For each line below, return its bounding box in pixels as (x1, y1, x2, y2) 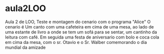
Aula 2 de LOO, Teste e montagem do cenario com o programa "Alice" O (5, 19, 151, 25)
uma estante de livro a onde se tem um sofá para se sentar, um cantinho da (5, 29, 158, 35)
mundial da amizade (5, 44, 46, 50)
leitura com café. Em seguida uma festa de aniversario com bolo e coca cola (5, 34, 160, 40)
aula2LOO (5, 3, 47, 14)
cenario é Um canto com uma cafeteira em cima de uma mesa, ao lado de (5, 24, 154, 29)
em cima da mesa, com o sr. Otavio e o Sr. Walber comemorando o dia (5, 39, 147, 45)
